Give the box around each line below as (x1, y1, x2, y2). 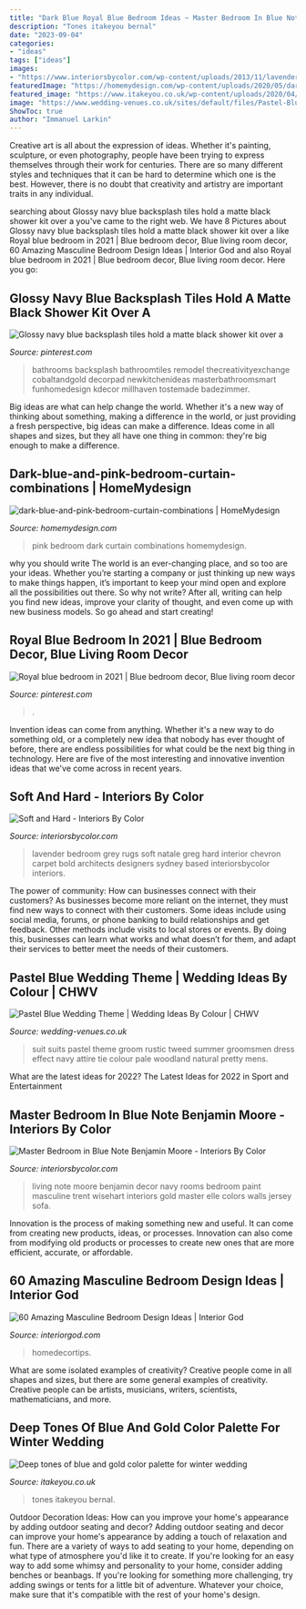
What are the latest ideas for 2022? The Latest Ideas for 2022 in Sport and (9, 1071, 290, 1082)
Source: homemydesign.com (9, 522, 117, 533)
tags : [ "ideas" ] (9, 56, 71, 65)
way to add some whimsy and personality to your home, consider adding (9, 1560, 283, 1571)
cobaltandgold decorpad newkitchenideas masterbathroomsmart (31, 374, 277, 384)
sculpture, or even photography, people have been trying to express (9, 149, 265, 160)
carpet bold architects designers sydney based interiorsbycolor (31, 858, 270, 869)
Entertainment (9, 1081, 63, 1091)
